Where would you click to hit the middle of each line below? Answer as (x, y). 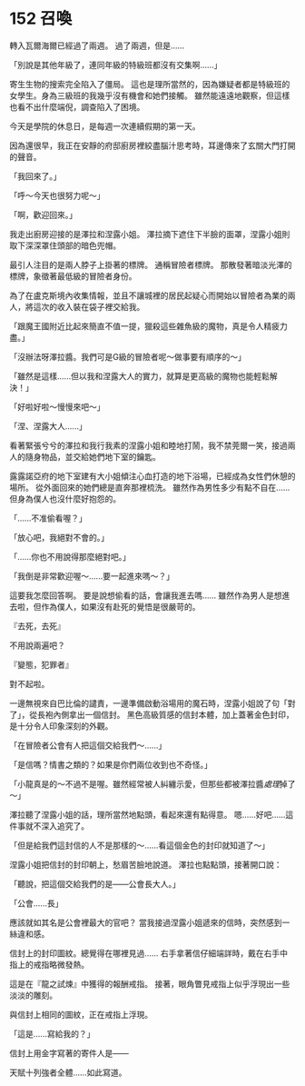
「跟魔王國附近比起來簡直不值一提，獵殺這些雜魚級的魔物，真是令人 (137, 326)
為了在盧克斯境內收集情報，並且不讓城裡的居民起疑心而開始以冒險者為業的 (148, 295)
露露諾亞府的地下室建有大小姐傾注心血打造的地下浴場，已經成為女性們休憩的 (152, 476)
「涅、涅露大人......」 (49, 426)
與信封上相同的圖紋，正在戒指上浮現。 (81, 1014)
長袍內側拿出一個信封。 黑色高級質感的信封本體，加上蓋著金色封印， (165, 714)
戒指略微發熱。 (61, 964)
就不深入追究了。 (57, 826)
